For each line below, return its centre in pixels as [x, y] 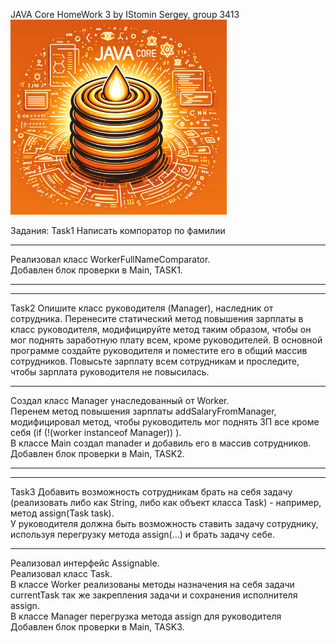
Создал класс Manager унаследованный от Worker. [120, 400]
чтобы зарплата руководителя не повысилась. [110, 372]
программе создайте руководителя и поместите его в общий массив [159, 350]
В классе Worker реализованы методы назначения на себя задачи [152, 584]
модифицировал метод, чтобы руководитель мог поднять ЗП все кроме [165, 422]
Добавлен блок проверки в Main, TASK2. [97, 453]
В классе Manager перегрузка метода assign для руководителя [146, 616]
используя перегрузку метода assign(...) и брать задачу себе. [143, 534]
